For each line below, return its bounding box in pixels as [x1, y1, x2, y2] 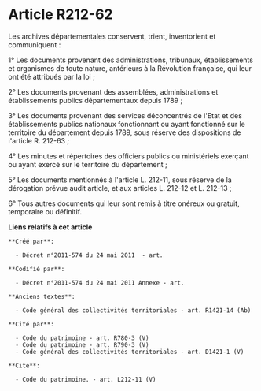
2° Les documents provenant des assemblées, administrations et [8, 87, 219, 96]
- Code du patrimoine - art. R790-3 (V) [15, 341, 149, 348]
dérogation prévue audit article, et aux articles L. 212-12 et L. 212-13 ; [8, 183, 232, 192]
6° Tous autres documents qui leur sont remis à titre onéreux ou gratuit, [8, 199, 240, 208]
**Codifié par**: [8, 265, 65, 273]
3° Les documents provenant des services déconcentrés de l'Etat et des [8, 110, 242, 120]
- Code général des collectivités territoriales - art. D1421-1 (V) [15, 348, 244, 356]
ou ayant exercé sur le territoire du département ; [8, 159, 167, 169]
